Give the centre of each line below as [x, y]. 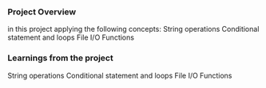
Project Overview [42, 12]
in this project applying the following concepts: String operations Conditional [133, 29]
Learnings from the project [60, 58]
